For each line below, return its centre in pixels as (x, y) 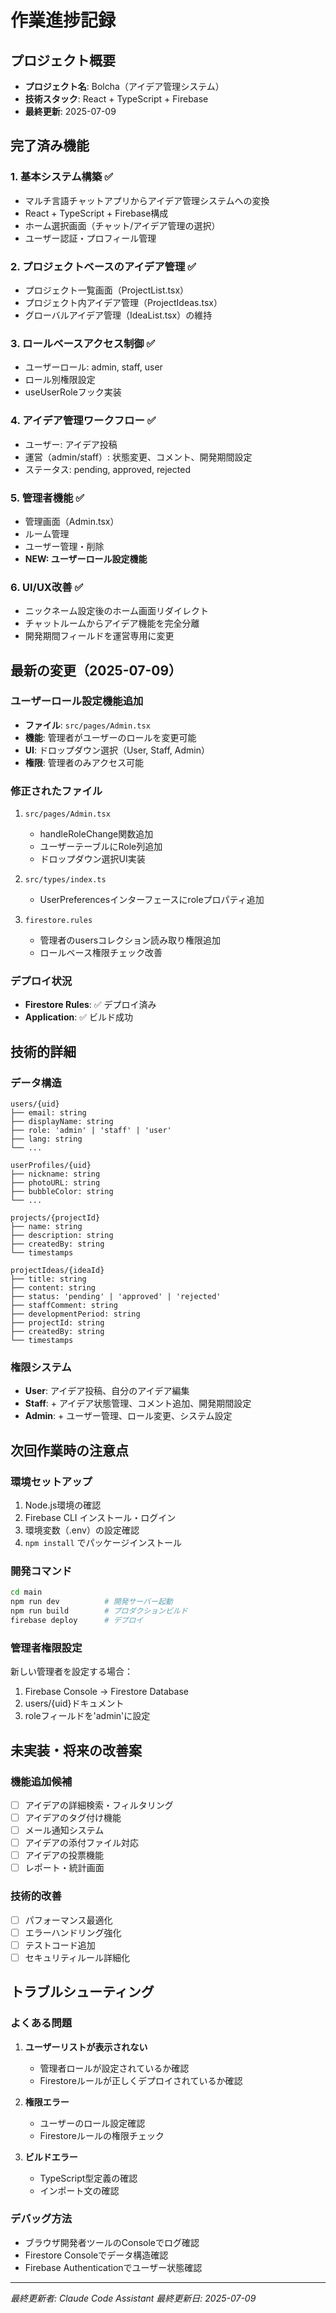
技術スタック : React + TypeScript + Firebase (116, 99)
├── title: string (48, 1279)
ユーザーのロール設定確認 (92, 2123)
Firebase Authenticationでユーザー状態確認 (113, 2267)
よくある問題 (41, 2023)
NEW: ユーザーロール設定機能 (86, 558)
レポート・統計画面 (64, 1868)
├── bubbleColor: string (62, 1192)
